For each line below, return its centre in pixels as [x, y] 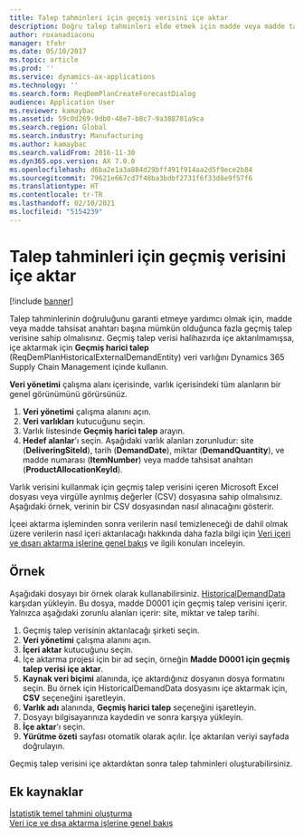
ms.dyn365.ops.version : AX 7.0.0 [72, 161]
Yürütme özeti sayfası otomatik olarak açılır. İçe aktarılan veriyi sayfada [156, 736]
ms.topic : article [44, 60]
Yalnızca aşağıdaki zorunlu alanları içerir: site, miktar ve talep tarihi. [134, 612]
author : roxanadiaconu [52, 34]
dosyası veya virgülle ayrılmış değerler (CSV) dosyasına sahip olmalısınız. [146, 496]
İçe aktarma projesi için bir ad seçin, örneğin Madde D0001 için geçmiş [156, 659]
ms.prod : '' [32, 69]
